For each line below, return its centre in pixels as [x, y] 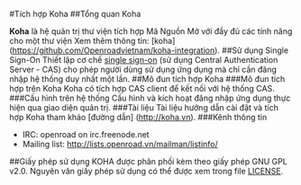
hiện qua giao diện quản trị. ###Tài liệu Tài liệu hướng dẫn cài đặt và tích [144, 107]
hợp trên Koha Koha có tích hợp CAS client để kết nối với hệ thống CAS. [142, 88]
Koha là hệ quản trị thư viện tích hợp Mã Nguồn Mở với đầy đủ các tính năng [151, 31]
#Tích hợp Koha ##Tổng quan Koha [75, 14]
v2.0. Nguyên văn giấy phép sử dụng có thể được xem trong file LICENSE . [146, 171]
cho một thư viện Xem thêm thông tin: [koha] [92, 41]
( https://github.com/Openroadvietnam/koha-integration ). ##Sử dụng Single [149, 50]
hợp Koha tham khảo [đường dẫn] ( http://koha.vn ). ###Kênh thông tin [138, 117]
